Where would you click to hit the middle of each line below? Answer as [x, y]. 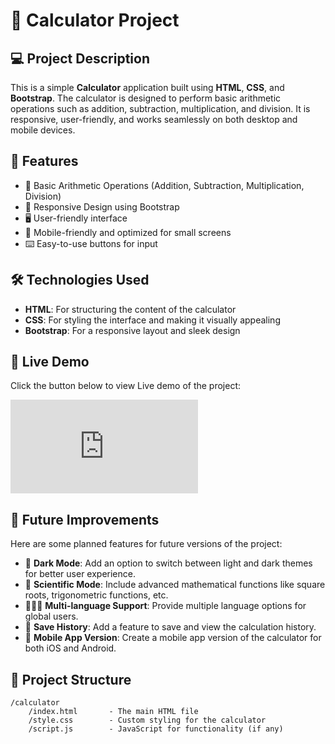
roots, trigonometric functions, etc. [96, 595]
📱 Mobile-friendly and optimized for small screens [128, 232]
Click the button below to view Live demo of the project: [126, 386]
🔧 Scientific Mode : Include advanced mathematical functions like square [175, 585]
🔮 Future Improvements [85, 519]
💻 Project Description [80, 58]
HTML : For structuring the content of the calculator [130, 309]
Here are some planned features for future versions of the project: [146, 544]
